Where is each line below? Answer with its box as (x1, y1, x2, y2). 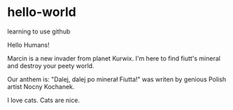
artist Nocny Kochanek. (7, 82, 75, 91)
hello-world (7, 4, 77, 20)
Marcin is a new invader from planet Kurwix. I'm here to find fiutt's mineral (7, 54, 220, 63)
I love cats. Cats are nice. (7, 95, 80, 104)
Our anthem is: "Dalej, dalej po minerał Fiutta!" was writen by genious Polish (7, 74, 226, 84)
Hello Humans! (7, 40, 50, 49)
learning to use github (7, 27, 71, 36)
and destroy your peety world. (7, 61, 94, 70)
